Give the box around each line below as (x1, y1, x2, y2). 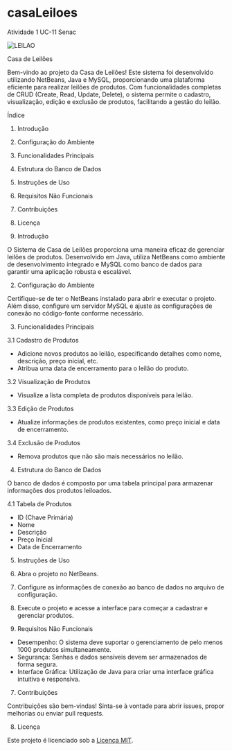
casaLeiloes (7, 5, 78, 21)
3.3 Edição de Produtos (7, 404, 74, 413)
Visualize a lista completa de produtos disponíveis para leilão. (17, 390, 193, 399)
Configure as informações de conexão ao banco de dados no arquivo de (17, 582, 224, 591)
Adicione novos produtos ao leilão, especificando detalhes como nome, (17, 349, 222, 358)
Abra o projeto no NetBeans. (17, 569, 99, 578)
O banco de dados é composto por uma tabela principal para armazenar (7, 478, 213, 487)
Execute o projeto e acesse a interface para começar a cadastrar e (17, 603, 208, 612)
